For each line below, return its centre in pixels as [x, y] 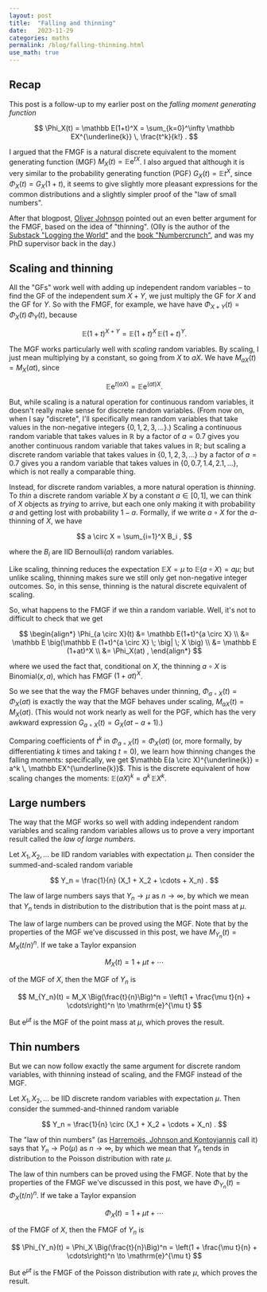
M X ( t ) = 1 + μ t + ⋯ [134, 963]
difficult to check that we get [56, 618]
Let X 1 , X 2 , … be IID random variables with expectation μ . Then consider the [132, 855]
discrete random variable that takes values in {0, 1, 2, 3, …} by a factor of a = [133, 454]
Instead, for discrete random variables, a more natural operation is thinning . [133, 487]
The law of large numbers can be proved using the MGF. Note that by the [129, 923]
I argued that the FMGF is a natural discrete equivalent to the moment [123, 151]
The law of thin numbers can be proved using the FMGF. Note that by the [129, 1174]
